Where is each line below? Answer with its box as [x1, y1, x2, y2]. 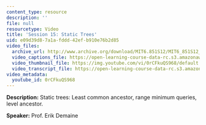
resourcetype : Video [6, 26, 59, 32]
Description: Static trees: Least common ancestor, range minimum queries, [6, 94, 197, 101]
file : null [6, 20, 34, 26]
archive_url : [12, 49, 45, 55]
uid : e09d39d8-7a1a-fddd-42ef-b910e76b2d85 [6, 37, 120, 43]
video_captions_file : [12, 54, 67, 60]
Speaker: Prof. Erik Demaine [6, 112, 78, 120]
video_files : [6, 43, 40, 49]
